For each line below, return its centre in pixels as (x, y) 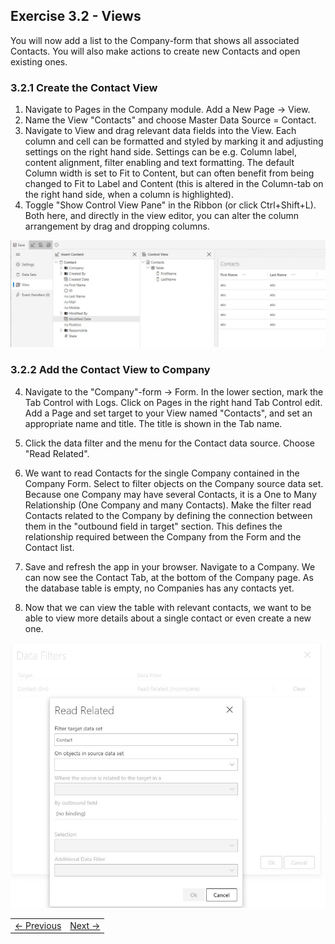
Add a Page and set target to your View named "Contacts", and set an (168, 413)
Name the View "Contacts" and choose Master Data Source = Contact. (170, 120)
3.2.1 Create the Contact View (84, 87)
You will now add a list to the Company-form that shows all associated (155, 40)
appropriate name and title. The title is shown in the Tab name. (153, 423)
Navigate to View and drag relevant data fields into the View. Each (160, 131)
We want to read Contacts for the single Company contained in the (162, 473)
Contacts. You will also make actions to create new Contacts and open (155, 51)
